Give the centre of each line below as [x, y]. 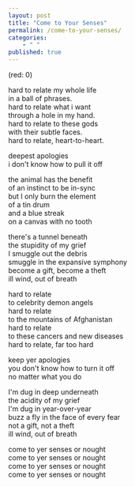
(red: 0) [21, 75]
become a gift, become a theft [57, 270]
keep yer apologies [39, 360]
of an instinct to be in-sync [52, 188]
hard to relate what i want [50, 107]
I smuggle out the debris [48, 253]
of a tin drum [29, 205]
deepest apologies [38, 156]
